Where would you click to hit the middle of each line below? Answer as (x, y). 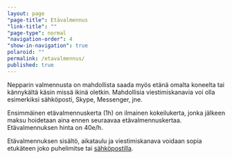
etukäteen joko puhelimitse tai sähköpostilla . (70, 148)
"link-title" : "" (32, 26)
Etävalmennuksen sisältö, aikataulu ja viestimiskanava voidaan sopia (105, 141)
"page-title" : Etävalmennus (48, 20)
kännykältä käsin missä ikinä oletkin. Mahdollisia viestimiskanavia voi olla (111, 92)
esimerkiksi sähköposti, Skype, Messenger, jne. (75, 99)
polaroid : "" (26, 53)
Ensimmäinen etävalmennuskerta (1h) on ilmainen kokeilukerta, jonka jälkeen (116, 113)
